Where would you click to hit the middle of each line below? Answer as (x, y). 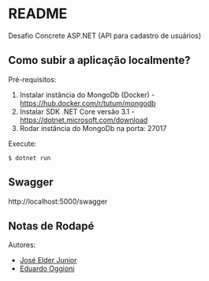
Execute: (22, 144)
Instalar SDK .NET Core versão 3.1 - (77, 111)
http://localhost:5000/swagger (58, 201)
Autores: (22, 245)
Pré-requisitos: (32, 79)
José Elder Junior (48, 260)
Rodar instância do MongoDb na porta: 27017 (93, 128)
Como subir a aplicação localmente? (99, 60)
